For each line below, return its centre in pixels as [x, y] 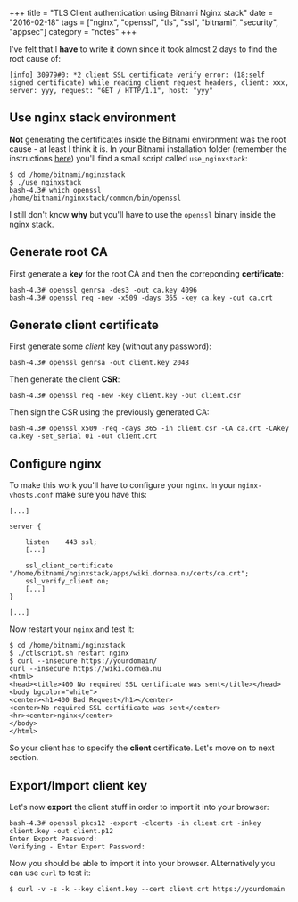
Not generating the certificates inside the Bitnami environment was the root [148, 139]
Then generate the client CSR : [65, 379]
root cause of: [35, 58]
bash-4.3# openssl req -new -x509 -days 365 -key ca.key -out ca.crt [141, 298]
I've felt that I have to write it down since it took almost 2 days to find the [143, 49]
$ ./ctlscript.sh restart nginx [69, 654]
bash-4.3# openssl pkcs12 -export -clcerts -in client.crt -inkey [135, 823]
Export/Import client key [79, 786]
